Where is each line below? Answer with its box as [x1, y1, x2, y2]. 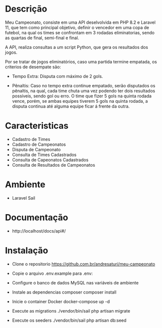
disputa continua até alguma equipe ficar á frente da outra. [12, 103, 130, 109]
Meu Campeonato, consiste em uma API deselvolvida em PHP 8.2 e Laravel [5, 19, 156, 25]
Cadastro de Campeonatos [12, 141, 66, 147]
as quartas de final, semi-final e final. [5, 35, 79, 41]
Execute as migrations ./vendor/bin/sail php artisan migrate [12, 308, 130, 313]
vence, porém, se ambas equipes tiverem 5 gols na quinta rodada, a [12, 98, 148, 104]
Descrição [5, 3, 48, 15]
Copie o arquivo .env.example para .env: [12, 270, 93, 276]
